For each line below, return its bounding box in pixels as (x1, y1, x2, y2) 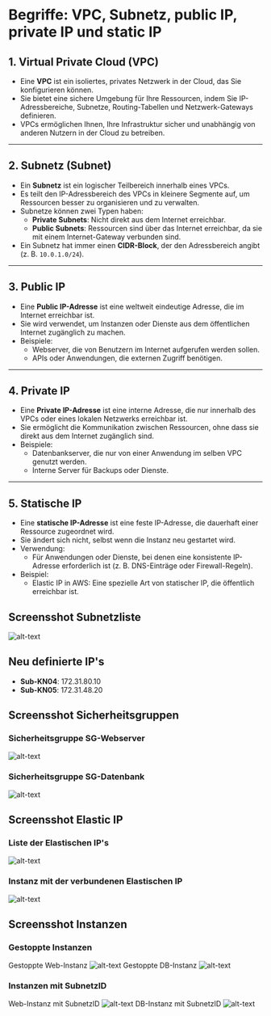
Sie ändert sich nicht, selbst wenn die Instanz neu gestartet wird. (19, 535, 236, 545)
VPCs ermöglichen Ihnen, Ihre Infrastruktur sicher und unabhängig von (19, 120, 256, 129)
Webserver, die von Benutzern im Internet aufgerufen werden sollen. (31, 344, 261, 354)
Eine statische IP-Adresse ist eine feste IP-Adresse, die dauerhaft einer (19, 518, 259, 528)
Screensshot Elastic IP (8, 813, 123, 827)
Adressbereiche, (19, 103, 75, 112)
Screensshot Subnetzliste (8, 610, 141, 624)
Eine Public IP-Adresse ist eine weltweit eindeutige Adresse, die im (19, 301, 244, 311)
